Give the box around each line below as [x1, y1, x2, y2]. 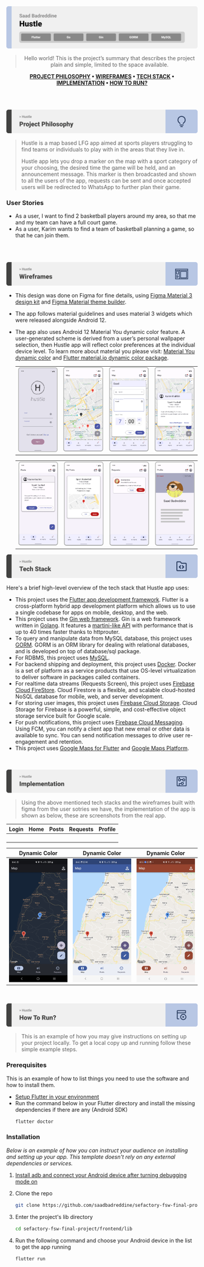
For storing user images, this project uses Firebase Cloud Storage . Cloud [15, 699, 197, 706]
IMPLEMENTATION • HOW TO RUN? [56, 79, 148, 87]
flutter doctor [15, 1119, 54, 1125]
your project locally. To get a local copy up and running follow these [21, 1040, 191, 1047]
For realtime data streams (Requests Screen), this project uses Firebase [15, 679, 195, 687]
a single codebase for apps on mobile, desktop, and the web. [15, 608, 169, 616]
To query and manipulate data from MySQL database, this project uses [15, 634, 192, 642]
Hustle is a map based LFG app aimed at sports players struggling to [21, 139, 193, 147]
